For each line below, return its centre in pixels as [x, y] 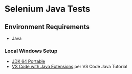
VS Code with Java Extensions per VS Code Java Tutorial [69, 67]
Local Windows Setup [31, 51]
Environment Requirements [47, 27]
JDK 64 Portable [28, 61]
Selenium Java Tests [48, 9]
